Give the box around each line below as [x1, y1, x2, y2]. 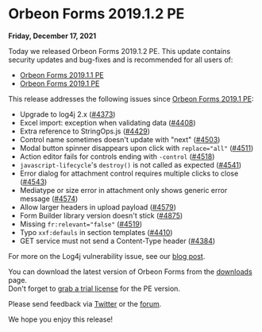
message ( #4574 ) [19, 194, 79, 203]
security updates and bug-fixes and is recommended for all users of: [8, 55, 233, 64]
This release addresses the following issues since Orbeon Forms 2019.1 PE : [8, 94, 254, 103]
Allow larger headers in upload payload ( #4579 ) [19, 202, 177, 211]
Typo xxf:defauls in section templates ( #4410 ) [19, 227, 173, 237]
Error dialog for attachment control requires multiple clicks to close [19, 168, 239, 178]
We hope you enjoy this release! [8, 315, 114, 324]
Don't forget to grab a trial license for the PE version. [8, 284, 181, 293]
